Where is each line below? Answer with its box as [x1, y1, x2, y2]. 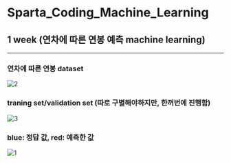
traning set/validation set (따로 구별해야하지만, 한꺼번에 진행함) [7, 98, 211, 108]
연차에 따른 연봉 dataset [7, 64, 84, 73]
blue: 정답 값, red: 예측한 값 [7, 132, 94, 142]
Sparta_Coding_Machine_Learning [7, 5, 209, 21]
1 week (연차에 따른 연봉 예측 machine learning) [7, 34, 206, 45]
